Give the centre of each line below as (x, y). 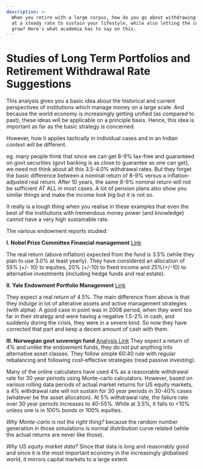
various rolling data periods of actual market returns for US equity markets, (100, 384)
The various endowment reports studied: (57, 231)
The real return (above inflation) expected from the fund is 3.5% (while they (100, 255)
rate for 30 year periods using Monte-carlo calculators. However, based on (100, 378)
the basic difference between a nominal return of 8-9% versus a (86, 176)
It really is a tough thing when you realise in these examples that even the (98, 206)
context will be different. (37, 145)
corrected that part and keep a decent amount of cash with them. (88, 329)
